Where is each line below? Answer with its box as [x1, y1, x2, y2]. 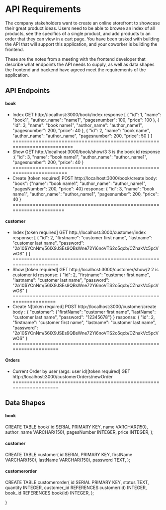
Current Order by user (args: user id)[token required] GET [12, 368, 131, 374]
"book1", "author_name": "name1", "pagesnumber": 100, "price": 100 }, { [12, 117, 160, 123]
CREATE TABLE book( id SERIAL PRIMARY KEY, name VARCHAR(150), [5, 424, 148, 430]
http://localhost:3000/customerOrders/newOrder [12, 373, 113, 379]
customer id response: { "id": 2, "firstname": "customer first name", [12, 272, 150, 278]
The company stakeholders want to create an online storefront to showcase [5, 20, 161, 26]
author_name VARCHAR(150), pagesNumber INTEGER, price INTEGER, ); [5, 429, 154, 435]
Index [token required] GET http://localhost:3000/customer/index [12, 229, 146, 235]
